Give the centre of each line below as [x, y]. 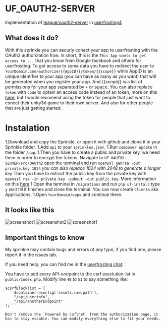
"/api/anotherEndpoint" [39, 301]
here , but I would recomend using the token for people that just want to [78, 97]
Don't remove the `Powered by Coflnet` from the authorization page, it [82, 315]
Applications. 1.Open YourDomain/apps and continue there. [64, 195]
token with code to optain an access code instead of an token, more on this [81, 92]
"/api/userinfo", [32, 297]
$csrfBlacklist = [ [25, 288]
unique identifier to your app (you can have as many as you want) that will [81, 76]
